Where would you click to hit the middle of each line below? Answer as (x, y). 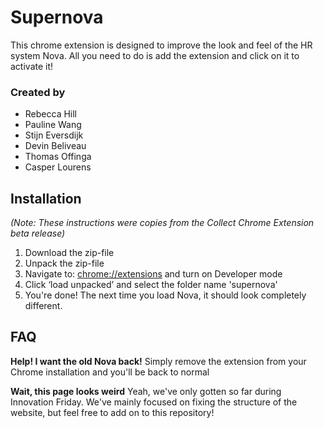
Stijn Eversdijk (54, 135)
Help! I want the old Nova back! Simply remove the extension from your (158, 361)
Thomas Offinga (58, 157)
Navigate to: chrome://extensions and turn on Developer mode (153, 274)
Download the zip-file (69, 253)
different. (43, 306)
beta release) (38, 233)
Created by (38, 92)
